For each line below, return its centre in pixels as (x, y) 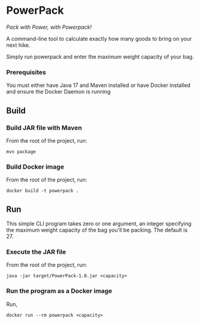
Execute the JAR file (36, 251)
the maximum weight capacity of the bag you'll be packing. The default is (97, 230)
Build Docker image (35, 167)
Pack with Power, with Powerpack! (49, 27)
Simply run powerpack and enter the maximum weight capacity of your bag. (100, 56)
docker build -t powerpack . (43, 191)
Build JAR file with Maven (44, 128)
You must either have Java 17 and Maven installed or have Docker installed (98, 85)
